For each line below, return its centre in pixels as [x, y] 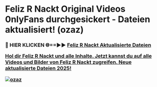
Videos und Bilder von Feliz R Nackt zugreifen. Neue [68, 62]
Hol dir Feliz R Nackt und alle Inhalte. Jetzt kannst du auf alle [78, 56]
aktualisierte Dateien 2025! [38, 68]
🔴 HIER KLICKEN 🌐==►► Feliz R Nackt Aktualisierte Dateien [78, 45]
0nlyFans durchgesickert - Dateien [78, 19]
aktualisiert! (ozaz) [44, 30]
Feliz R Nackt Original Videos [65, 9]
